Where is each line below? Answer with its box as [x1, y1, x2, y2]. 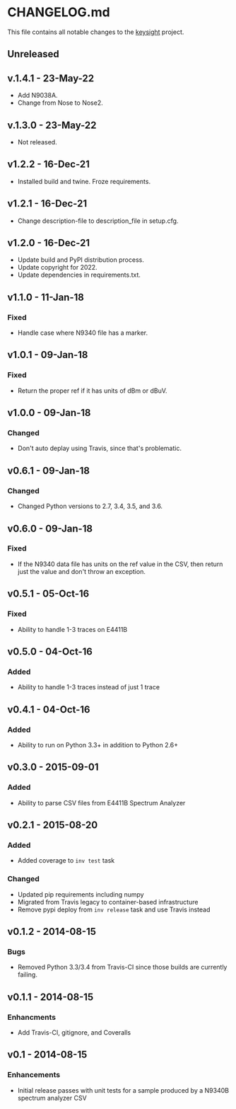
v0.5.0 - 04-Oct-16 [7, 645, 93, 657]
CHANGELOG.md [7, 4, 111, 21]
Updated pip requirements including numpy [17, 890, 144, 899]
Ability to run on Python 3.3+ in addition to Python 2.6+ [17, 740, 179, 749]
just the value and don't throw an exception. [17, 567, 146, 575]
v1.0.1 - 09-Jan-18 [7, 349, 88, 361]
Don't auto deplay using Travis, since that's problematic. [17, 444, 182, 453]
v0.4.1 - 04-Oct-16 [7, 703, 90, 716]
